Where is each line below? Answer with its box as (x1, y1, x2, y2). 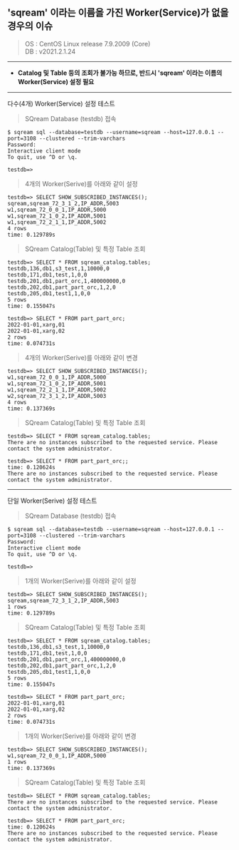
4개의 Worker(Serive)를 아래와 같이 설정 (24, 179, 138, 188)
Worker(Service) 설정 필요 (17, 77, 95, 86)
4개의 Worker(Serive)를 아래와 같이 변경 (24, 353, 138, 362)
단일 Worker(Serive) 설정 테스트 (7, 496, 97, 505)
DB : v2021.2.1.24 (24, 47, 76, 56)
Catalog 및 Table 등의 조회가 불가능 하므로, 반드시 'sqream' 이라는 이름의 (17, 68, 223, 77)
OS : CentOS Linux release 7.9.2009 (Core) (24, 39, 151, 48)
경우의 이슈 (7, 20, 53, 32)
